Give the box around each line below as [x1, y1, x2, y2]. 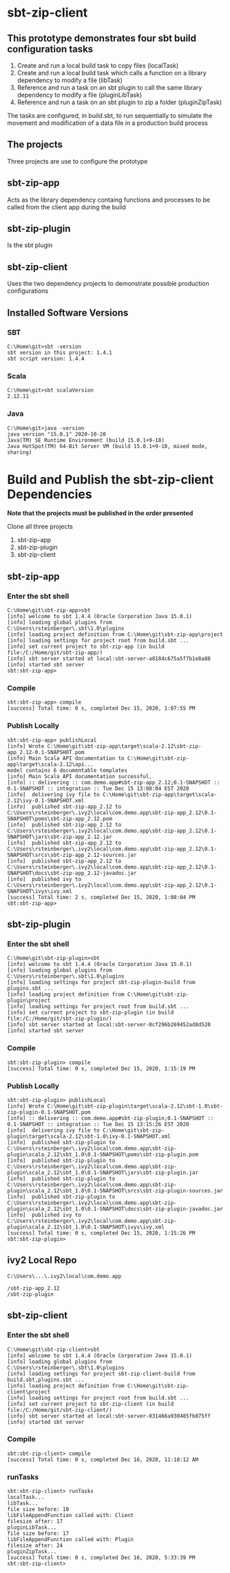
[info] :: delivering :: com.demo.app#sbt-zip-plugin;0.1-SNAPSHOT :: [7, 1115, 214, 1122]
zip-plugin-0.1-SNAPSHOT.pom [7, 1109, 91, 1116]
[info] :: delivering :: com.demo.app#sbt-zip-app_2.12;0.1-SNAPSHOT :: [7, 779, 220, 786]
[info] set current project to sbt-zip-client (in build [7, 1400, 174, 1407]
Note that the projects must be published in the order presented [7, 509, 194, 517]
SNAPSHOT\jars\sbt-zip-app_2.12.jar [7, 833, 112, 840]
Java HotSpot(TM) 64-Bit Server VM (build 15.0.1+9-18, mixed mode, [7, 443, 208, 450]
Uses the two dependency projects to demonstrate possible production [7, 280, 209, 288]
